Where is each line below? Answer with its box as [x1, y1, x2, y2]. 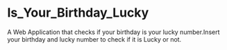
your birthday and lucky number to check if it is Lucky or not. [7, 35, 182, 43]
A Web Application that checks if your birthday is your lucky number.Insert [7, 28, 220, 36]
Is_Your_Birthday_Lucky [7, 5, 149, 21]
